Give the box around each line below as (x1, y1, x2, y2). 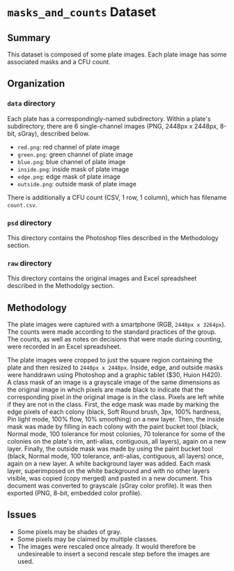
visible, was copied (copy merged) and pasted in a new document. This (7, 474, 212, 483)
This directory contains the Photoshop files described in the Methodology (7, 234, 219, 242)
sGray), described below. (17, 129, 91, 138)
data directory (7, 99, 56, 108)
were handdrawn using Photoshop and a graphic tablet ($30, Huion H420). (7, 371, 223, 379)
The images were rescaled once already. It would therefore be (17, 542, 196, 550)
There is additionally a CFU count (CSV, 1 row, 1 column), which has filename (7, 193, 227, 202)
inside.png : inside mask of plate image (17, 165, 130, 173)
